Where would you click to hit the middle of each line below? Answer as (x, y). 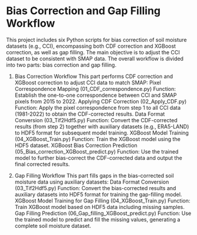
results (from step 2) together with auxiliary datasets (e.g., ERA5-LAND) (102, 126)
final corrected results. (42, 164)
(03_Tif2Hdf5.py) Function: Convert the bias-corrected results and (95, 188)
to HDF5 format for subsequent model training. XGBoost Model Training (101, 133)
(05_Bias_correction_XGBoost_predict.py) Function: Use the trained (96, 151)
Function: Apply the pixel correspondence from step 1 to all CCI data (98, 107)
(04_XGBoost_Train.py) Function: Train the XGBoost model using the (98, 139)
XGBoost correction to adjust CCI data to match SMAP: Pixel (88, 82)
